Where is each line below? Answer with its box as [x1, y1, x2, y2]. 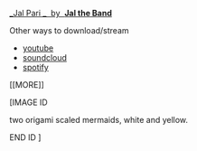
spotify [22, 62, 50, 72]
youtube [22, 42, 54, 53]
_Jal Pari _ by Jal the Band [9, 8, 113, 18]
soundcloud [22, 52, 68, 62]
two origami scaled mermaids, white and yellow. [9, 115, 188, 125]
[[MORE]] [9, 80, 45, 90]
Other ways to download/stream [9, 25, 129, 35]
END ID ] [9, 132, 42, 143]
